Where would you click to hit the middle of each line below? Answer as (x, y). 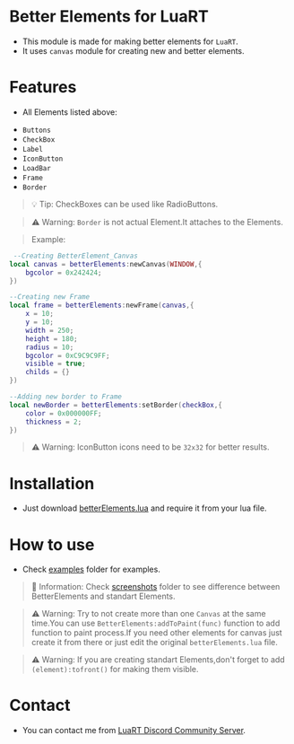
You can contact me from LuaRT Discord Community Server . (134, 731)
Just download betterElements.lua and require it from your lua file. (144, 508)
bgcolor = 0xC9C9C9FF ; (68, 355)
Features (43, 88)
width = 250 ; (50, 330)
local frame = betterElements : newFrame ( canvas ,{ (102, 306)
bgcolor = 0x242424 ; (64, 272)
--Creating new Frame (50, 297)
